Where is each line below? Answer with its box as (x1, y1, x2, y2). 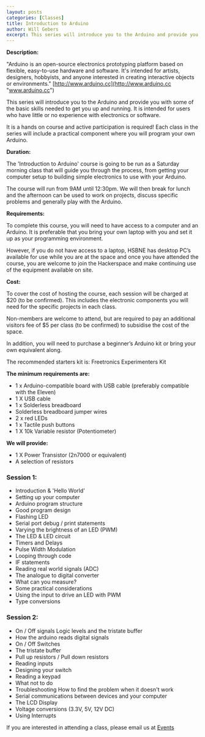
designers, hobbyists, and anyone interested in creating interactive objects (6, 74, 195, 81)
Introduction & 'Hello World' (15, 487, 86, 494)
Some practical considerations (15, 585, 92, 592)
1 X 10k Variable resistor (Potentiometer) (15, 427, 117, 435)
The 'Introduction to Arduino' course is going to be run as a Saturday (6, 160, 179, 167)
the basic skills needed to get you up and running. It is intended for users (6, 105, 191, 112)
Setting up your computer (15, 494, 80, 501)
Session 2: (6, 613, 39, 622)
